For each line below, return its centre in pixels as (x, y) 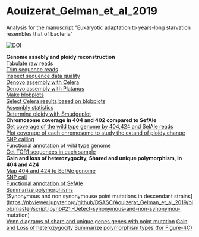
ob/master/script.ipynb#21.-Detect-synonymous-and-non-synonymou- (93, 208)
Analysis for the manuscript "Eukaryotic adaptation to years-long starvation (99, 27)
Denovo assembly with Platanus (45, 88)
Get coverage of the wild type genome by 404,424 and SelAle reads (90, 126)
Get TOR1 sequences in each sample (51, 152)
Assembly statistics (30, 107)
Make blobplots (25, 95)
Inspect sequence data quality (43, 76)
